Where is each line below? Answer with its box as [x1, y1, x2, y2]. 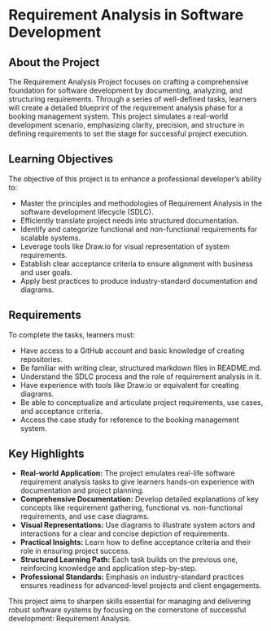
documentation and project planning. [20, 485, 145, 495]
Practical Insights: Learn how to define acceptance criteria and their [20, 537, 251, 547]
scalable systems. [20, 233, 81, 242]
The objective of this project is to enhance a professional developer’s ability [8, 173, 262, 184]
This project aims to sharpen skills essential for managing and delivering [8, 596, 251, 607]
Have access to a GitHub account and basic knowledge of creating [20, 346, 245, 355]
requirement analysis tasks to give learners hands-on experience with [20, 477, 255, 487]
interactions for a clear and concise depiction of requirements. [20, 529, 230, 538]
